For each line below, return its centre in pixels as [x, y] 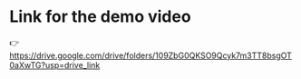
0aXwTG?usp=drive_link [55, 64]
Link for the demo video [101, 17]
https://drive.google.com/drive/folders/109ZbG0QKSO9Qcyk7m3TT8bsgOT [151, 55]
